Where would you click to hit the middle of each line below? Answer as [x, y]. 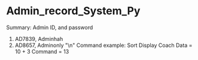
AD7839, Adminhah [39, 39]
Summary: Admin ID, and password [50, 27]
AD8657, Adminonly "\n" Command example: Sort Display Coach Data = [103, 45]
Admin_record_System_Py [73, 11]
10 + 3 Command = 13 [42, 51]
